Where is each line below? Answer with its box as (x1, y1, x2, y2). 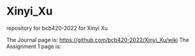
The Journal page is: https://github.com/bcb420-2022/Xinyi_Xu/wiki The (6, 36, 190, 43)
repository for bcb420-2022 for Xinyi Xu (6, 24, 108, 32)
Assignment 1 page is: (6, 43, 62, 50)
